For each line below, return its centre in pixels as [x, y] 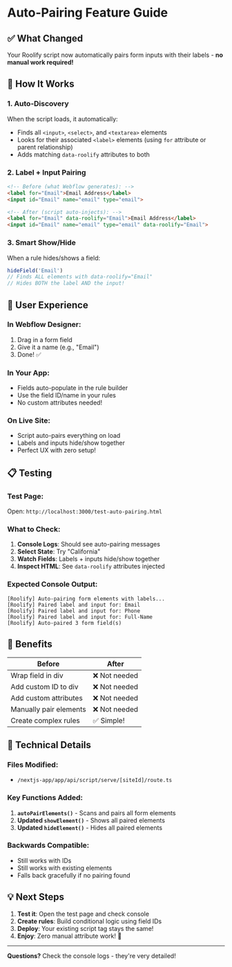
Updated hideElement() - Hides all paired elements [90, 827]
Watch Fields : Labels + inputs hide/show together [88, 559]
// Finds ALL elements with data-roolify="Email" [80, 277]
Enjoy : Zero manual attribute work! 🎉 [69, 936]
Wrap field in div [37, 675]
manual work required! [40, 62]
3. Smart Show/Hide [41, 242]
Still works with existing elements [65, 868]
